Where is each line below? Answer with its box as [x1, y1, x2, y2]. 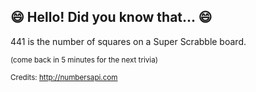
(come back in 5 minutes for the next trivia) [10, 55, 158, 65]
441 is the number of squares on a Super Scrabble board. [10, 35, 247, 47]
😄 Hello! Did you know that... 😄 [10, 9, 213, 26]
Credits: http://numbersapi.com [10, 72, 118, 82]
